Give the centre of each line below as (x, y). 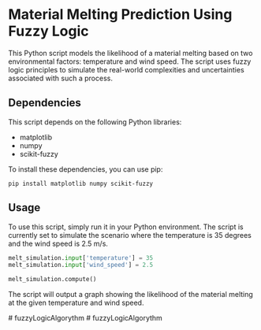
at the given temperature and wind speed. (76, 303)
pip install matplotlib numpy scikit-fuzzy (81, 184)
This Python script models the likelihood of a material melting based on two (130, 53)
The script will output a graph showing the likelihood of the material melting (131, 295)
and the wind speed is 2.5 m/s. (58, 243)
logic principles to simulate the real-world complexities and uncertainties (126, 69)
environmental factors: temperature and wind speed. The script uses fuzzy (130, 61)
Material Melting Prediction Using (120, 15)
